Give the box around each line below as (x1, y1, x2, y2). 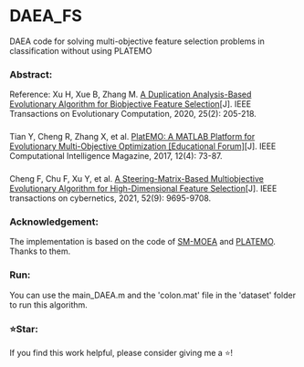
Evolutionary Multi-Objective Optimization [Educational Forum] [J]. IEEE (9, 141, 277, 152)
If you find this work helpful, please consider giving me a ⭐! (9, 347, 234, 358)
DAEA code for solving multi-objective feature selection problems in (9, 36, 265, 47)
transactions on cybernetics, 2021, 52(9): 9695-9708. (9, 193, 212, 204)
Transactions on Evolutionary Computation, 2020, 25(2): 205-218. (9, 109, 257, 120)
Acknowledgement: (9, 215, 99, 228)
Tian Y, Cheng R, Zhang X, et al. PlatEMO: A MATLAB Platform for (9, 131, 256, 142)
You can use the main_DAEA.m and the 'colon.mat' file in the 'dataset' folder (9, 289, 297, 300)
